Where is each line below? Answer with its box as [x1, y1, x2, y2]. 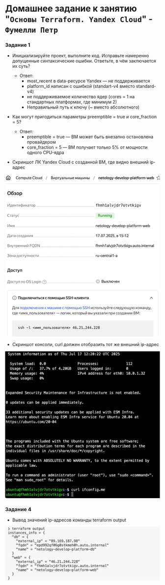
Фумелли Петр [5, 26, 58, 35]
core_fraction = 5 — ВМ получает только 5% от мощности [27, 144, 148, 151]
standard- [136, 83, 156, 89]
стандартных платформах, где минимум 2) [27, 99, 117, 105]
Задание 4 [5, 506, 32, 512]
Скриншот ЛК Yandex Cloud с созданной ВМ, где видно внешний [12, 159, 149, 165]
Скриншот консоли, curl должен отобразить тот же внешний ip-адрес [12, 341, 160, 347]
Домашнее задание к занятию [5, 3, 137, 14]
